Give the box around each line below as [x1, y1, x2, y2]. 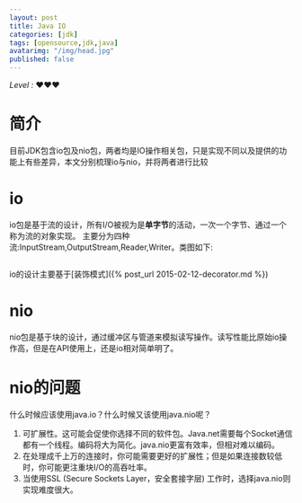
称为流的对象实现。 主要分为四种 [9, 230, 130, 241]
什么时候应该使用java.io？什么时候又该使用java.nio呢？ [9, 409, 212, 419]
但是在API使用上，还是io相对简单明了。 [32, 342, 179, 353]
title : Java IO [9, 22, 67, 31]
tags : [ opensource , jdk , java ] [9, 38, 119, 48]
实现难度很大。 [22, 484, 78, 495]
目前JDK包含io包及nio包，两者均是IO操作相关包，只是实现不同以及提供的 [9, 145, 280, 155]
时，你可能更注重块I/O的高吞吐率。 [22, 462, 153, 472]
